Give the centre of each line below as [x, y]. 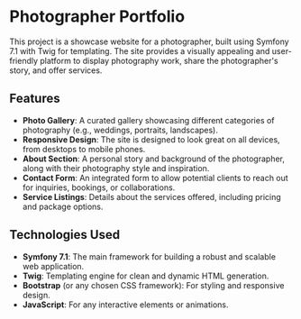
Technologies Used [64, 235]
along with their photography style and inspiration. [116, 168]
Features [35, 99]
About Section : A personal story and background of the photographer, [154, 159]
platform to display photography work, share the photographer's [160, 60]
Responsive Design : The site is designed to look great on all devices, [151, 139]
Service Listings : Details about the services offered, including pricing [151, 196]
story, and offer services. [56, 70]
